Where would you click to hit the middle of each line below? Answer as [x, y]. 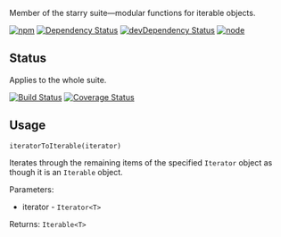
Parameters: [32, 189]
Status [28, 59]
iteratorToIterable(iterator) [66, 146]
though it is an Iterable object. [66, 172]
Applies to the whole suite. [58, 80]
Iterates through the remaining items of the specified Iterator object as [141, 162]
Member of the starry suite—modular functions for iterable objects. [132, 13]
